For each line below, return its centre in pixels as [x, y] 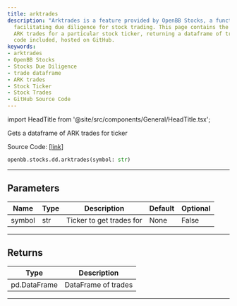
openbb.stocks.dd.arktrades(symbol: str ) [69, 160]
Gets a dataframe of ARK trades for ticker [68, 133]
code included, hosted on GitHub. [64, 40]
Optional [196, 208]
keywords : [22, 47]
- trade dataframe [34, 73]
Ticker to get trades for [104, 220]
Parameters [34, 188]
